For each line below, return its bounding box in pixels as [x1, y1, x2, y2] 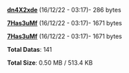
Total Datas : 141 [7, 46, 53, 53]
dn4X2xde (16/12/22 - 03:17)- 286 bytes [7, 6, 121, 14]
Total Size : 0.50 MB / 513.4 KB [7, 59, 94, 67]
